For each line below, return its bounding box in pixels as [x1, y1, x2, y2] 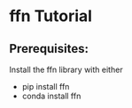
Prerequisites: [9, 41, 89, 56]
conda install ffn [21, 90, 82, 101]
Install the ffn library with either [9, 64, 123, 75]
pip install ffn [21, 82, 70, 91]
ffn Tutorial [9, 6, 93, 26]
